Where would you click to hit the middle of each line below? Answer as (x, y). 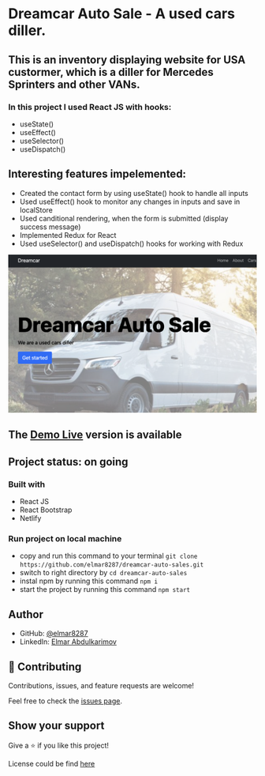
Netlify (30, 518)
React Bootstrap (46, 510)
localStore (36, 209)
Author (26, 614)
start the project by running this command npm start (105, 590)
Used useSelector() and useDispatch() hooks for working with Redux (131, 243)
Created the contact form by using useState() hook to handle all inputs (134, 193)
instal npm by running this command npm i (89, 581)
